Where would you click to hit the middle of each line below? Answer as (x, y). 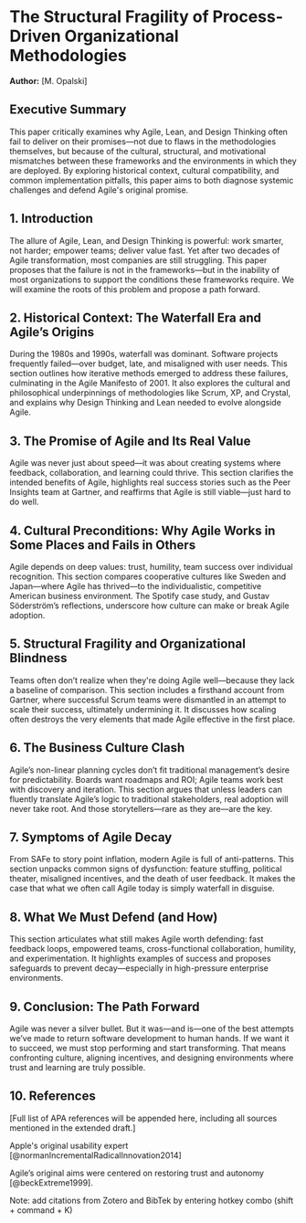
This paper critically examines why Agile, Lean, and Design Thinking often (148, 132)
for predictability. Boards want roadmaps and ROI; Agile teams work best (147, 779)
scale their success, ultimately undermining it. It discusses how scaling (143, 709)
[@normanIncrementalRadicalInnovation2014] (96, 1155)
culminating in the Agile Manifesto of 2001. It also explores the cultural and (150, 383)
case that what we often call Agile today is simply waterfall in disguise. (142, 889)
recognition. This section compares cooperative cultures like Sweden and (148, 576)
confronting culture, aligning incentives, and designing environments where (152, 1058)
